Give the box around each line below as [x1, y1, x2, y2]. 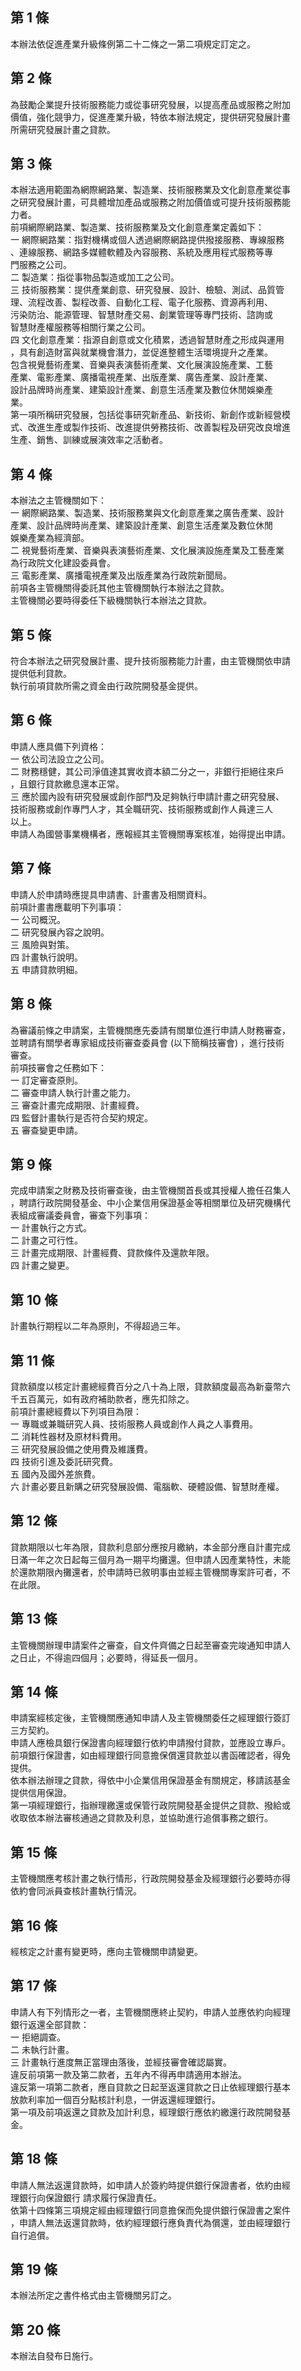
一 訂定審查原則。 [10, 1074, 83, 1086]
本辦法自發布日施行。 [10, 2350, 98, 2362]
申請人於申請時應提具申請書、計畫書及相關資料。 [10, 888, 212, 900]
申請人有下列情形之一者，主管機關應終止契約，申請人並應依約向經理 [10, 2006, 291, 2018]
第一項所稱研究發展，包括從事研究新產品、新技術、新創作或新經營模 [10, 409, 291, 421]
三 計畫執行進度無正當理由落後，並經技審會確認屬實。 [10, 2056, 232, 2068]
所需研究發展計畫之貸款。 [10, 123, 116, 135]
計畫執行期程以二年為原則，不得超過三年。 [10, 1320, 186, 1332]
